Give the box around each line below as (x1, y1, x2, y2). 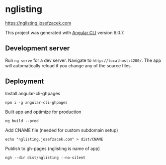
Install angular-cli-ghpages (5, 90, 61, 96)
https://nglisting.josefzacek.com (5, 20, 72, 26)
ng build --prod (5, 118, 39, 123)
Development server (5, 44, 70, 53)
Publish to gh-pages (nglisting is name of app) (5, 146, 100, 152)
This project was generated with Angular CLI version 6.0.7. (5, 29, 125, 35)
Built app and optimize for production (5, 109, 82, 115)
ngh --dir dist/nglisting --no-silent (5, 155, 85, 160)
